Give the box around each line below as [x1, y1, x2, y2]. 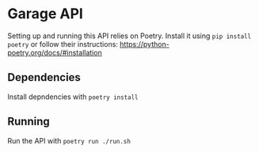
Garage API [7, 5, 84, 23]
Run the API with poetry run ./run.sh [7, 136, 131, 145]
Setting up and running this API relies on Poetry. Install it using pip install [7, 31, 252, 40]
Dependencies [7, 71, 81, 84]
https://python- [119, 39, 169, 48]
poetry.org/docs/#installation [7, 48, 102, 57]
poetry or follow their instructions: [7, 39, 118, 48]
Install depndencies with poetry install [7, 92, 139, 101]
